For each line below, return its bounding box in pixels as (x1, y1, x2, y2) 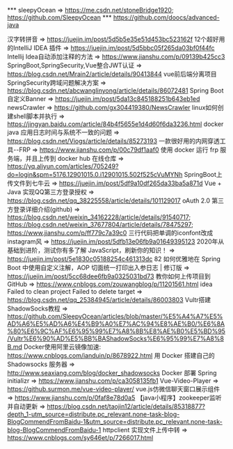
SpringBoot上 (184, 171, 223, 178)
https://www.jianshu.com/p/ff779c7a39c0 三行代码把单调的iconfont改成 (7, 229, 214, 237)
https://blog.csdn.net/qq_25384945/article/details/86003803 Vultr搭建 (7, 296, 211, 304)
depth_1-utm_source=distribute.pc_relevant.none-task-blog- (7, 410, 180, 418)
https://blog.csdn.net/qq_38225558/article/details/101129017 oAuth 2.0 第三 (7, 196, 225, 205)
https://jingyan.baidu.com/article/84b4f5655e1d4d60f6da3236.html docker (7, 120, 224, 128)
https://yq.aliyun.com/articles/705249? (7, 162, 119, 170)
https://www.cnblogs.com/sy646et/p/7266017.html (7, 434, 154, 441)
